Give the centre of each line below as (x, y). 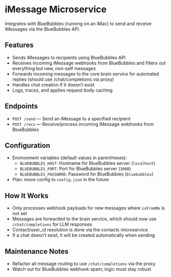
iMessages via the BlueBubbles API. (42, 29)
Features (19, 45)
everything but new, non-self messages (54, 68)
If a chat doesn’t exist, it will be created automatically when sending (83, 235)
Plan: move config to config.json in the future (60, 180)
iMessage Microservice (56, 9)
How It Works (27, 196)
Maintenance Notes (37, 251)
